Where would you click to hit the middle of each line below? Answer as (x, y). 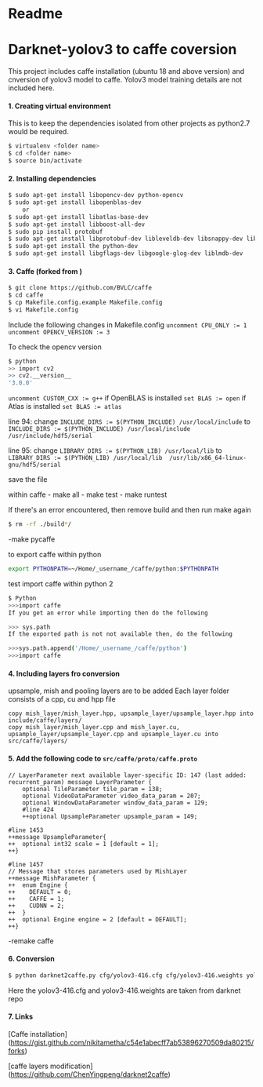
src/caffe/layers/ (38, 741)
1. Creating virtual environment (59, 106)
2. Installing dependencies (52, 178)
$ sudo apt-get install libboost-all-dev (77, 224)
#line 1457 (26, 864)
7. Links (21, 1016)
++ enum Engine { (38, 885)
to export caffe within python (55, 555)
